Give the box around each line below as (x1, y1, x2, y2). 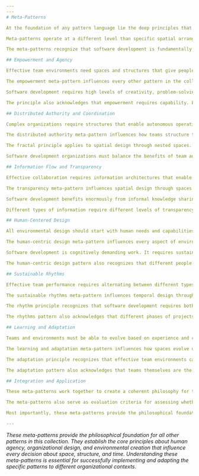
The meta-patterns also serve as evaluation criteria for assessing (6, 400, 179, 405)
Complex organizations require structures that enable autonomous (6, 121, 174, 127)
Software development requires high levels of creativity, (6, 89, 155, 95)
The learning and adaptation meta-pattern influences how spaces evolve (6, 346, 190, 352)
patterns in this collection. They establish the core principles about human (6, 437, 188, 445)
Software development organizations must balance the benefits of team (6, 154, 187, 159)
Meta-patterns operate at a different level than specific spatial (6, 36, 176, 41)
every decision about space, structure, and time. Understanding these (6, 450, 178, 457)
